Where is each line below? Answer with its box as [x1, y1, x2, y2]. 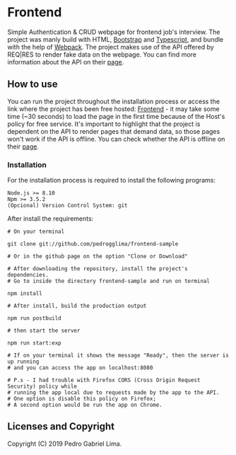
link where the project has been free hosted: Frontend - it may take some [7, 104, 220, 113]
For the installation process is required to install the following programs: [7, 176, 216, 185]
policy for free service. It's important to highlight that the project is [7, 120, 201, 128]
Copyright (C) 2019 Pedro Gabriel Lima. [7, 439, 122, 448]
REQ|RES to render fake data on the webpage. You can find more [7, 50, 196, 59]
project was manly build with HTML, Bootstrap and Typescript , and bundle [7, 35, 224, 43]
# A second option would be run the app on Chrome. [7, 401, 163, 409]
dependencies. [7, 272, 49, 279]
